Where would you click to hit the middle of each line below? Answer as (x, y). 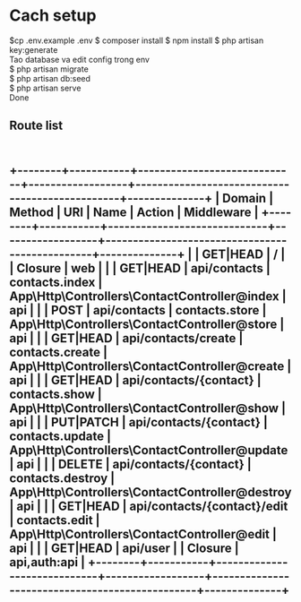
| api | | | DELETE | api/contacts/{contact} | (131, 464)
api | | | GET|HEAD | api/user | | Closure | (124, 548)
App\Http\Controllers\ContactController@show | (148, 408)
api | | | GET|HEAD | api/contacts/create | (126, 338)
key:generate (34, 49)
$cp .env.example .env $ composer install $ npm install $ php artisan (137, 40)
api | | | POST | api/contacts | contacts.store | (138, 310)
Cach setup (53, 16)
